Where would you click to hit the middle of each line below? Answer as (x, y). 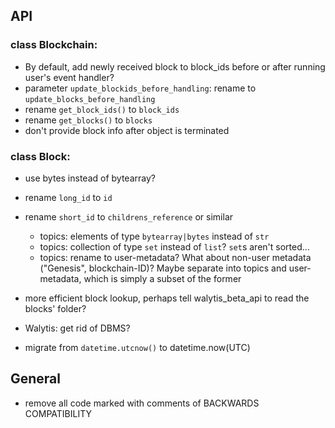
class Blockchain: (54, 45)
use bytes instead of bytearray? (90, 178)
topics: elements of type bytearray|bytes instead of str (154, 236)
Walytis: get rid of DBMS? (77, 328)
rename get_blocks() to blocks (88, 120)
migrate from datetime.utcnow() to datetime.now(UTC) (137, 347)
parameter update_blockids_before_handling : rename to (140, 88)
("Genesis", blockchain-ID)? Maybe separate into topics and (163, 268)
